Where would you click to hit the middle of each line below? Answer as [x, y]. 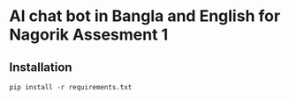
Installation [41, 67]
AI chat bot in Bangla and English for [145, 16]
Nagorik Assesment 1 [89, 35]
